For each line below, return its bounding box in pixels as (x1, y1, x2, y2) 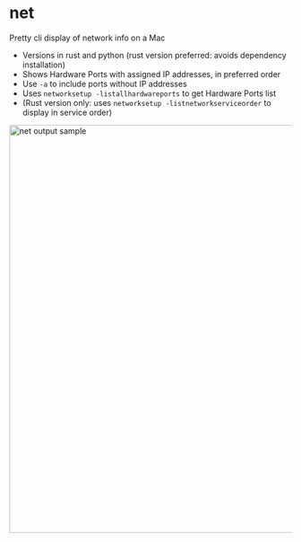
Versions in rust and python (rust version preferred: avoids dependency (21, 49, 287, 60)
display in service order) (21, 107, 113, 118)
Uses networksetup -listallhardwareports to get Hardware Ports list (21, 88, 277, 99)
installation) (21, 59, 65, 70)
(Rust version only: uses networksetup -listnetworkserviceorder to (21, 97, 271, 108)
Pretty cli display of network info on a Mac (9, 32, 166, 43)
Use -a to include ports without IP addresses (21, 78, 188, 89)
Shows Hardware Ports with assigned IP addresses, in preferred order (21, 68, 281, 79)
